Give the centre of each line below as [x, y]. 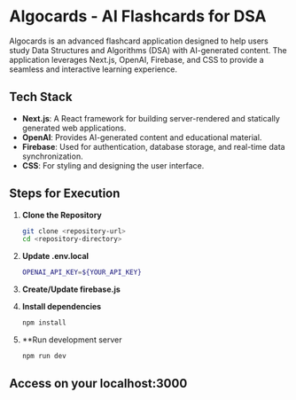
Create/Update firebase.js [71, 289]
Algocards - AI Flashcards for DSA [138, 16]
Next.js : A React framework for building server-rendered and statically [151, 118]
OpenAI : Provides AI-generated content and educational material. [142, 137]
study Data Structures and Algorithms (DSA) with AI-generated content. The [148, 50]
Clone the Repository [62, 215]
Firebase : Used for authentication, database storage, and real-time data [153, 146]
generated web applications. [74, 128]
